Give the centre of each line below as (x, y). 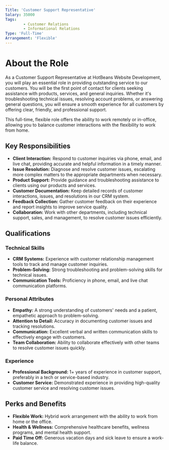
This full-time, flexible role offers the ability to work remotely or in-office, (81, 119)
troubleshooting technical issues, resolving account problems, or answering (84, 99)
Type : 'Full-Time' (24, 33)
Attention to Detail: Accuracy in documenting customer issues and (82, 321)
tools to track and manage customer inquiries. (60, 265)
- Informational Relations (52, 29)
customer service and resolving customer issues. (64, 388)
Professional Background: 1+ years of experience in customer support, (87, 372)
